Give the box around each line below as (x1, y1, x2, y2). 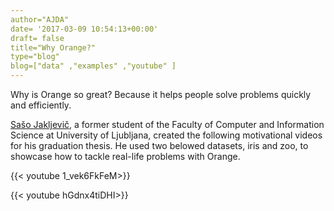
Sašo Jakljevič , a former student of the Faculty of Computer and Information (10, 119, 325, 130)
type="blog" (10, 52, 60, 62)
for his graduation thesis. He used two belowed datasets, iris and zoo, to (10, 140, 309, 151)
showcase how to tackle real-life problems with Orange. (10, 151, 241, 162)
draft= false (10, 33, 65, 43)
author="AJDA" (10, 14, 70, 25)
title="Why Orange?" (10, 42, 97, 53)
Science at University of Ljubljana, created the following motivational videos (10, 129, 323, 141)
